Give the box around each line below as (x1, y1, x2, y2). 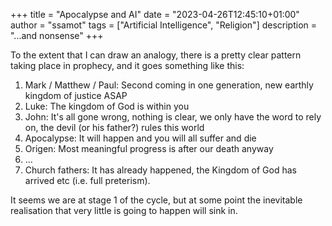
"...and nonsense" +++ (10, 30, 104, 41)
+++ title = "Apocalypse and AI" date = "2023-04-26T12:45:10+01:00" (10, 9, 300, 20)
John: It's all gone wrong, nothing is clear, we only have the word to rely (24, 111, 322, 123)
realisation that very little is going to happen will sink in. (10, 205, 238, 216)
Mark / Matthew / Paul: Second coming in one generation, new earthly (24, 79, 314, 91)
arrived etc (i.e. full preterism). (24, 175, 151, 186)
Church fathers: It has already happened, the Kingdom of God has (24, 164, 297, 176)
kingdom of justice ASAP (24, 90, 128, 101)
